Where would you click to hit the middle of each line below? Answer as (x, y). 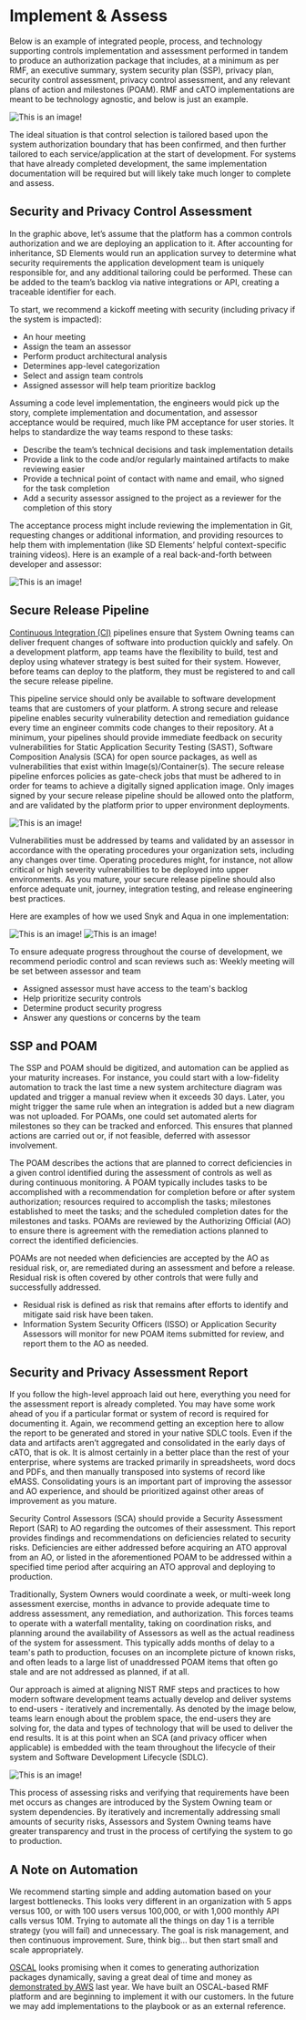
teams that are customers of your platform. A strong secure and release (144, 708)
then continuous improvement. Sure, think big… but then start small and (144, 1940)
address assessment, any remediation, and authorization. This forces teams (152, 1613)
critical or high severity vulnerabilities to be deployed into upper (129, 869)
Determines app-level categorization (91, 366)
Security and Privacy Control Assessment (131, 212)
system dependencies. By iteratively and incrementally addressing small (145, 1812)
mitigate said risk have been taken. (88, 1314)
